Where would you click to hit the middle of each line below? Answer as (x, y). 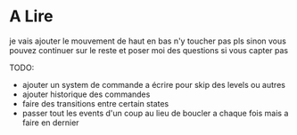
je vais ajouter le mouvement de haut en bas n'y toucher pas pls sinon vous (148, 41)
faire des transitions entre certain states (95, 103)
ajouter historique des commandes (86, 94)
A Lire (31, 16)
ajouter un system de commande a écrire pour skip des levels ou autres (153, 84)
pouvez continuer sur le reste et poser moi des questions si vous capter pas (148, 50)
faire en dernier (50, 123)
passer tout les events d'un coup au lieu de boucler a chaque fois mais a (155, 113)
